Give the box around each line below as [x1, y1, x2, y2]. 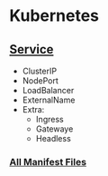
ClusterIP [22, 65, 57, 76]
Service [9, 42, 54, 57]
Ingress [35, 114, 65, 124]
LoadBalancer [22, 85, 75, 95]
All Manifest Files [9, 155, 87, 168]
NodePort [22, 75, 58, 86]
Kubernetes [9, 5, 100, 26]
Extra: [22, 104, 45, 114]
